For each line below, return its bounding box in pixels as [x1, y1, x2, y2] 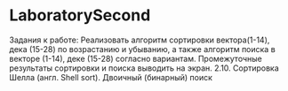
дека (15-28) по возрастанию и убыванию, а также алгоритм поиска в [9, 43, 276, 54]
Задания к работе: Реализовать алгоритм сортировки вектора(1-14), [9, 34, 270, 45]
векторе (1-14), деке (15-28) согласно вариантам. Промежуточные [9, 53, 262, 64]
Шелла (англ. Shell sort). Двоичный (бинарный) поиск [9, 72, 213, 82]
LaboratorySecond [9, 5, 151, 26]
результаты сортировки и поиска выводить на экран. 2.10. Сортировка [9, 63, 280, 73]
